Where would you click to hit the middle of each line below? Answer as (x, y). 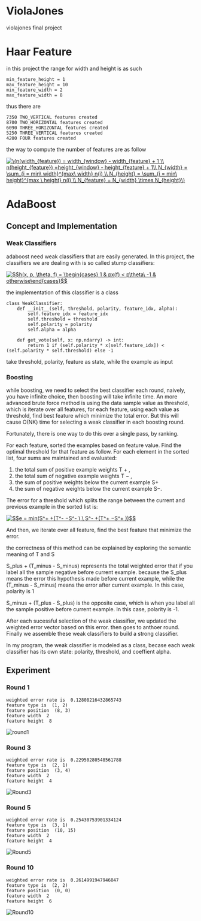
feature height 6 (29, 901)
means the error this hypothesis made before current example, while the (95, 579)
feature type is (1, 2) (37, 705)
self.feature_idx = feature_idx (68, 314)
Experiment (28, 670)
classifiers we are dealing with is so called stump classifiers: (80, 262)
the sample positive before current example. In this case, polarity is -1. (93, 609)
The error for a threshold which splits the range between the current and (96, 500)
